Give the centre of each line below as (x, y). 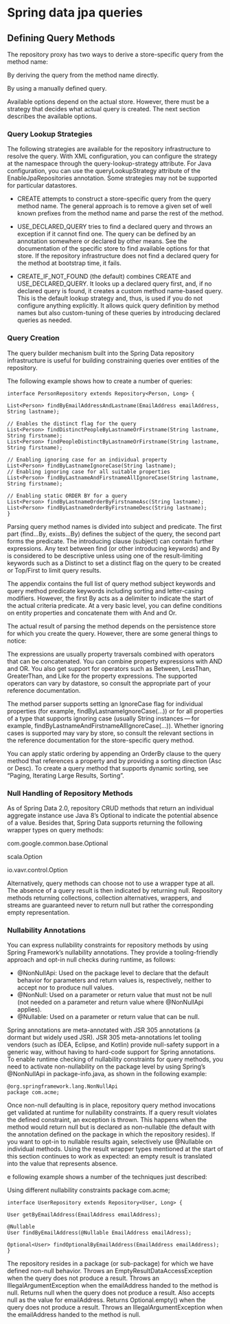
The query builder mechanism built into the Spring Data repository (101, 353)
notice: (17, 641)
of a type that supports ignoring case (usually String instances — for (103, 718)
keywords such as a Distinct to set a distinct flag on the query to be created (114, 563)
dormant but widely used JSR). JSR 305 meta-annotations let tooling (104, 1038)
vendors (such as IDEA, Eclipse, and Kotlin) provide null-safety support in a (113, 1045)
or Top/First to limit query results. (54, 570)
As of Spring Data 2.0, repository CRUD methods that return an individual (111, 808)
